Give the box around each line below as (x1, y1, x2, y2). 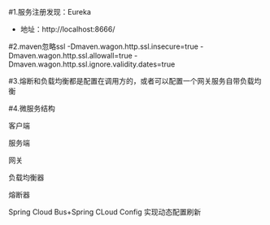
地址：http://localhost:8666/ (20, 24, 115, 34)
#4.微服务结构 (8, 104, 55, 113)
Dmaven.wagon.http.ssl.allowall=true (8, 51, 133, 60)
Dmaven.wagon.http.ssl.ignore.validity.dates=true (8, 59, 176, 69)
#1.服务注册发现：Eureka (8, 7, 92, 16)
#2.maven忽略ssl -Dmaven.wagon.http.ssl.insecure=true (8, 41, 199, 51)
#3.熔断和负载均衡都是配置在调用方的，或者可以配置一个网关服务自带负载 (8, 76, 255, 85)
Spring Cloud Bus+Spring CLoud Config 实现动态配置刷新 (8, 207, 202, 217)
